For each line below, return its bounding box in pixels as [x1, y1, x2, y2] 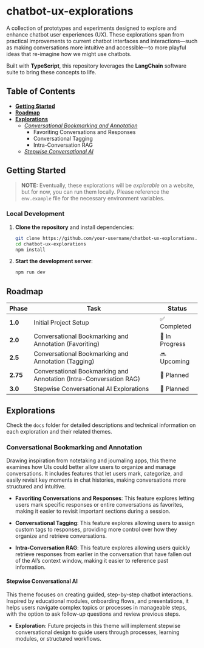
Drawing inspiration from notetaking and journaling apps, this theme [6, 457, 177, 464]
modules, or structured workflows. [15, 635, 102, 643]
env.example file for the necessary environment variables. [21, 194, 165, 202]
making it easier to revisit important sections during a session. [15, 507, 171, 515]
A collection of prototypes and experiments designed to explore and [6, 24, 177, 32]
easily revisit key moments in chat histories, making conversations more [6, 476, 186, 484]
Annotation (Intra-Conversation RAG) [33, 375, 141, 383]
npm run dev [15, 269, 46, 275]
